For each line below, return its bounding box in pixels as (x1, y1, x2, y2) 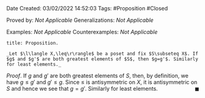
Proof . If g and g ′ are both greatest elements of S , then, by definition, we (6, 72, 188, 79)
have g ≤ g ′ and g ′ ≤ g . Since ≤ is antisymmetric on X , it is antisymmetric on (6, 79, 198, 86)
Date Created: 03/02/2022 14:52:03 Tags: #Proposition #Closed (6, 5, 168, 12)
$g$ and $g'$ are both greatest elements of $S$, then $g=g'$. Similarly (6, 56, 199, 62)
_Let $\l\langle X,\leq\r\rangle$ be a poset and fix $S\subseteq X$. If (6, 51, 199, 57)
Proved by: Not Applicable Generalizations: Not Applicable (6, 16, 154, 24)
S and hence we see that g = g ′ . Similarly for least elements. (6, 85, 158, 92)
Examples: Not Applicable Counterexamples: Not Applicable (6, 29, 158, 35)
